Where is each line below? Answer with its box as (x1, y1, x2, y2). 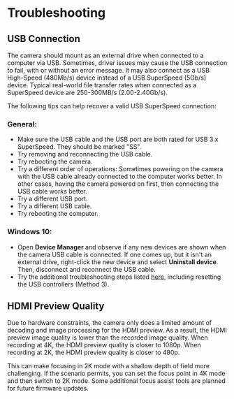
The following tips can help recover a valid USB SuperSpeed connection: (7, 102, 217, 110)
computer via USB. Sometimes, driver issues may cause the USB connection (7, 59, 228, 67)
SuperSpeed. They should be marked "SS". (17, 143, 142, 151)
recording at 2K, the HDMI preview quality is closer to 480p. (7, 348, 180, 357)
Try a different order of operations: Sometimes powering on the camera (17, 165, 224, 173)
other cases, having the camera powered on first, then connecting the (17, 180, 219, 188)
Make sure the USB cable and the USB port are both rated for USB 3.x (17, 135, 219, 144)
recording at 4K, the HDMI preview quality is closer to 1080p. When (7, 341, 201, 349)
